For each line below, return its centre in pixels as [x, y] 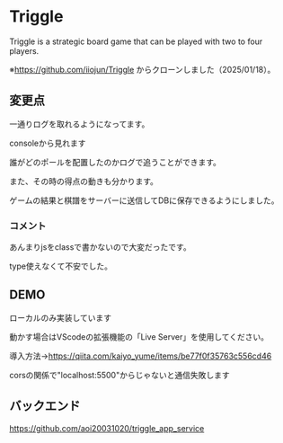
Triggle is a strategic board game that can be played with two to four [136, 41]
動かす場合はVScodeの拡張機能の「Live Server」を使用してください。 [139, 337]
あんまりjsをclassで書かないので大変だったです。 [100, 247]
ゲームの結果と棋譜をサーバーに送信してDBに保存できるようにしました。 [145, 200]
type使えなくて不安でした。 [61, 266]
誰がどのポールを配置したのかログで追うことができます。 [115, 162]
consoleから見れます [48, 143]
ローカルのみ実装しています [61, 317]
